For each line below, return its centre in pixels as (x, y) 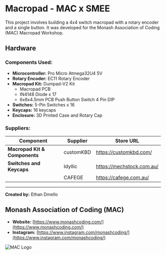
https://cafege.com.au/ (123, 177)
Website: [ (23, 222)
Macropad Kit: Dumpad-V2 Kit (43, 84)
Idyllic (70, 166)
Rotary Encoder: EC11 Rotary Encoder (51, 78)
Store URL (127, 140)
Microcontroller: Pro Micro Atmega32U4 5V (57, 73)
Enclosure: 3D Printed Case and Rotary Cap (57, 115)
